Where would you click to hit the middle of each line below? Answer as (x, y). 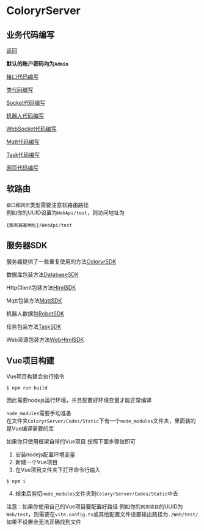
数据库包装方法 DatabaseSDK (43, 274)
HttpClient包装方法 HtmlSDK (41, 287)
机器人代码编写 (25, 116)
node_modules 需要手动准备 (39, 413)
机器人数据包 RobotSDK (35, 314)
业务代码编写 (31, 35)
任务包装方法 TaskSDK (34, 326)
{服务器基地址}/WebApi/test (39, 225)
